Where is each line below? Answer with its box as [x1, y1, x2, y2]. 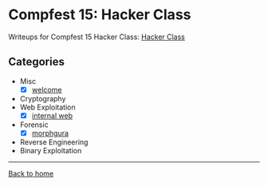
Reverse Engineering [19, 137, 89, 147]
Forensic [19, 120, 49, 129]
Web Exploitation [19, 102, 76, 112]
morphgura [31, 128, 69, 137]
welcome [31, 85, 62, 94]
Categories [8, 55, 65, 69]
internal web [31, 110, 73, 121]
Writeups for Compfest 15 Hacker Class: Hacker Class [8, 32, 186, 42]
